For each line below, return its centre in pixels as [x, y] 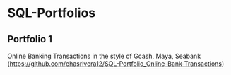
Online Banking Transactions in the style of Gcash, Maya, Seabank [104, 56]
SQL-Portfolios [52, 13]
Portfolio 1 [30, 39]
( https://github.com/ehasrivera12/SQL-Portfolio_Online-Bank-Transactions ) [116, 64]
